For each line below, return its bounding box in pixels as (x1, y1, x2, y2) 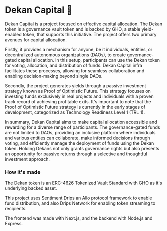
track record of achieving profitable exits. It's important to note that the (5, 98, 151, 104)
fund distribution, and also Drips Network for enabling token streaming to (5, 200, 156, 206)
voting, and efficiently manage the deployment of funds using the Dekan (5, 140, 154, 146)
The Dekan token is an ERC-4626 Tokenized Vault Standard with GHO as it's (5, 180, 162, 186)
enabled (5, 31, 22, 37)
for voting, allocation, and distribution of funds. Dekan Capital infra (5, 62, 142, 68)
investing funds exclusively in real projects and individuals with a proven (5, 93, 154, 99)
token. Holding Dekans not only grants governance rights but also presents (5, 145, 160, 151)
